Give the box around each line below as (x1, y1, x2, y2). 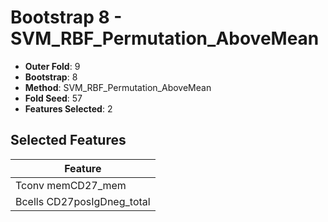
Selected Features (10, 132, 127, 149)
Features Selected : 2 (24, 102, 113, 115)
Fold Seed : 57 (24, 92, 83, 104)
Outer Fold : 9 (24, 60, 81, 72)
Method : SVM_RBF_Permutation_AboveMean (24, 81, 212, 93)
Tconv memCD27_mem (15, 178, 127, 192)
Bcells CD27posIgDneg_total (15, 194, 151, 208)
